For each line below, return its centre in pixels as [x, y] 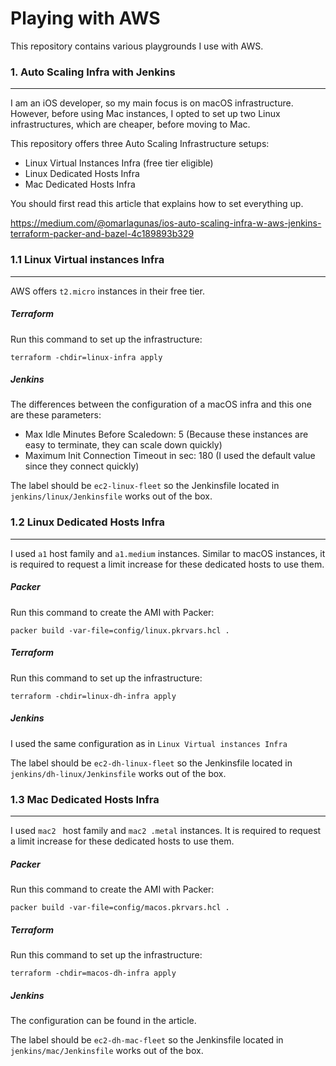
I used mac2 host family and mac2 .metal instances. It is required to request [166, 830]
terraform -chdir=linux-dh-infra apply [93, 696]
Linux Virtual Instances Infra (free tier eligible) [119, 163]
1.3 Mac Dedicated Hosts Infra [85, 799]
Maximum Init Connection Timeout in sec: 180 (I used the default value [170, 456]
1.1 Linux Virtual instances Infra [87, 260]
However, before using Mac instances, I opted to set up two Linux [145, 114]
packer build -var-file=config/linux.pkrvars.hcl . [120, 630]
